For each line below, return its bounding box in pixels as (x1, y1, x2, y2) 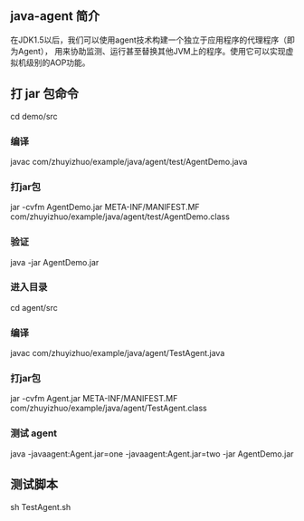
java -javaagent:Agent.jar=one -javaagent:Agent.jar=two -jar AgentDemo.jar (10, 448, 294, 459)
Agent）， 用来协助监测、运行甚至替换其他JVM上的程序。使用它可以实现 (17, 45, 286, 56)
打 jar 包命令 (10, 86, 80, 101)
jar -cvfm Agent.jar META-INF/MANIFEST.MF (10, 393, 178, 404)
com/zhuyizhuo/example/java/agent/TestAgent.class (10, 402, 207, 414)
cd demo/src (10, 111, 58, 121)
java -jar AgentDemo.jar (10, 256, 100, 267)
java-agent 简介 (10, 8, 100, 24)
